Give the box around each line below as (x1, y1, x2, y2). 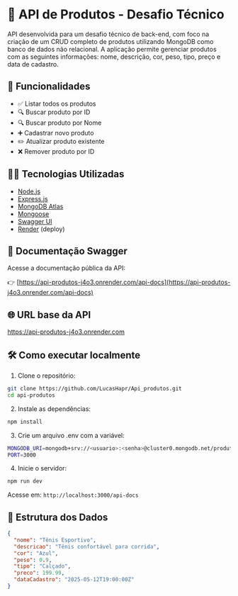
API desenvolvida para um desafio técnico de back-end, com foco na (7, 30, 210, 38)
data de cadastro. (7, 60, 59, 68)
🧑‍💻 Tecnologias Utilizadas (7, 168, 125, 180)
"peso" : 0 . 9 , (13, 556, 52, 563)
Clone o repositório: (17, 371, 76, 380)
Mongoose (17, 209, 50, 218)
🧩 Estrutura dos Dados (7, 511, 108, 523)
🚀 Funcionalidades (7, 81, 91, 93)
